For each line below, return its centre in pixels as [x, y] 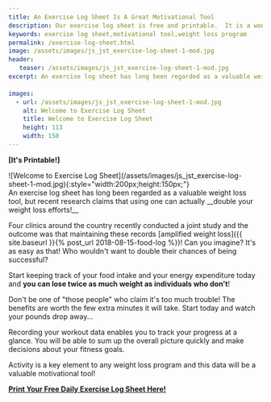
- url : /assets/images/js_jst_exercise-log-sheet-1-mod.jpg [119, 102]
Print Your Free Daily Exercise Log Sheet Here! [88, 389]
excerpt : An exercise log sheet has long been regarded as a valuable [129, 77]
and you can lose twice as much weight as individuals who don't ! [119, 284]
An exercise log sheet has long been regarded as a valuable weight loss [127, 193]
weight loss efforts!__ [44, 209]
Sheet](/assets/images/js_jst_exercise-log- [170, 175]
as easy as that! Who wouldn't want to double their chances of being [123, 251]
